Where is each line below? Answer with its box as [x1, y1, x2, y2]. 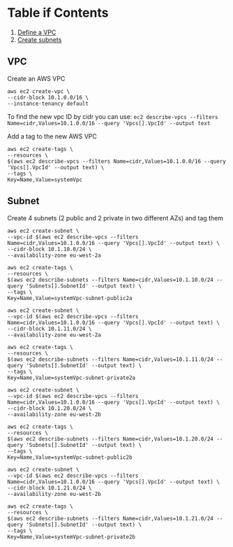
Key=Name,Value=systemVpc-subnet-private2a [7, 374, 136, 381]
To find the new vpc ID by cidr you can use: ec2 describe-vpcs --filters [7, 112, 218, 120]
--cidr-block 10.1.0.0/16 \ [7, 94, 89, 101]
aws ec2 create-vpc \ [7, 87, 70, 95]
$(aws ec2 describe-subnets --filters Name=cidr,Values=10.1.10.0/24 [7, 276, 214, 283]
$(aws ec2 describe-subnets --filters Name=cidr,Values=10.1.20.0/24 [7, 435, 214, 442]
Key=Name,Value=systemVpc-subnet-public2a [7, 294, 133, 301]
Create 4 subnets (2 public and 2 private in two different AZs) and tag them [7, 213, 224, 222]
